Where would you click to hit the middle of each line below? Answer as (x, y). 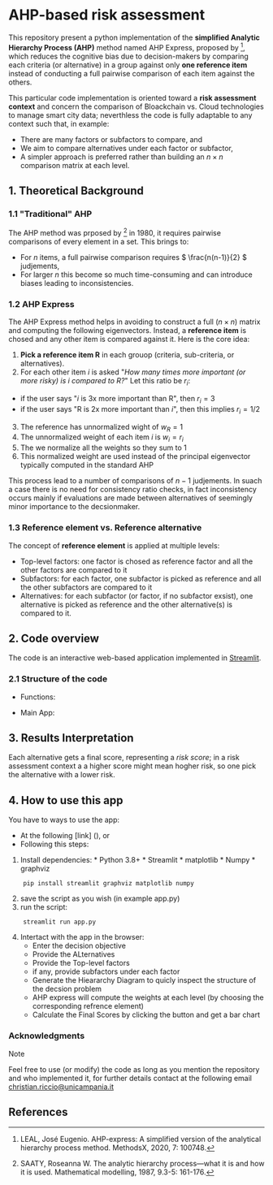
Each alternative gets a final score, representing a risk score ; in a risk (124, 758)
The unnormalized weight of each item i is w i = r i (102, 438)
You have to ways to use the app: (64, 820)
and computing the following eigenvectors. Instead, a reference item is (127, 331)
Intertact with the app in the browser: (82, 937)
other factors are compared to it (74, 569)
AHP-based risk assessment (107, 15)
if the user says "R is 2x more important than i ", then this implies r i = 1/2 (140, 410)
